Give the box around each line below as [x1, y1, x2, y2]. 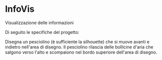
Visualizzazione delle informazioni [5, 20, 74, 26]
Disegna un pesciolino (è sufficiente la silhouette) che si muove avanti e [5, 38, 150, 45]
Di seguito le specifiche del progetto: [5, 29, 80, 35]
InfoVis [5, 3, 35, 15]
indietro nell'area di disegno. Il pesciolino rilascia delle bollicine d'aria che [5, 44, 153, 50]
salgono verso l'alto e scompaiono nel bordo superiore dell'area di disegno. [5, 49, 158, 55]
